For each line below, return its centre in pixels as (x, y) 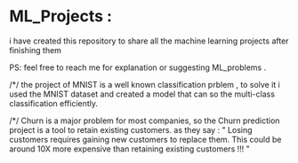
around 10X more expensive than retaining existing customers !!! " (130, 149)
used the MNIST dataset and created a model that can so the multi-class (142, 94)
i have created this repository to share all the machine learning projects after (149, 41)
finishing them (36, 50)
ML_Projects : (61, 16)
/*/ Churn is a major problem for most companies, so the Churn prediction (145, 120)
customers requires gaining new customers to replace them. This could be (145, 139)
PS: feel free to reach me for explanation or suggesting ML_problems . (138, 67)
